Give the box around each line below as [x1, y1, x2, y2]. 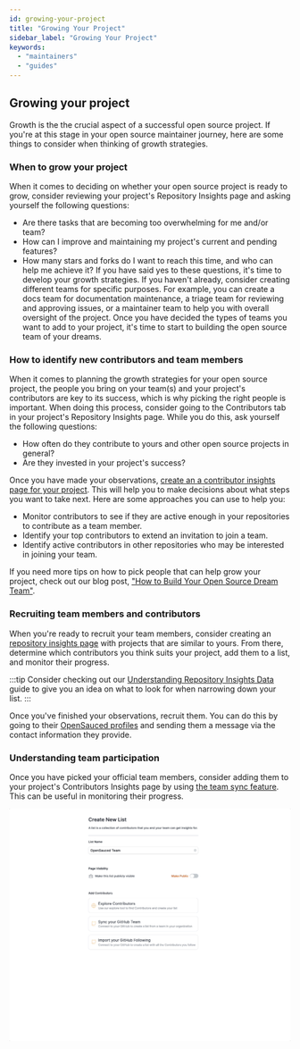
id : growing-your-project [9, 14, 105, 23]
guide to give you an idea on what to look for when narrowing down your [9, 684, 277, 694]
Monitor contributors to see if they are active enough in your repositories [21, 511, 290, 522]
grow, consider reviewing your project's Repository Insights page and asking [9, 190, 291, 201]
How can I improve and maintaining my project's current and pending [21, 237, 278, 248]
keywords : [9, 43, 46, 52]
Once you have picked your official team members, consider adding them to [9, 772, 289, 782]
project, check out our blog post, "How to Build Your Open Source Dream [9, 576, 279, 587]
